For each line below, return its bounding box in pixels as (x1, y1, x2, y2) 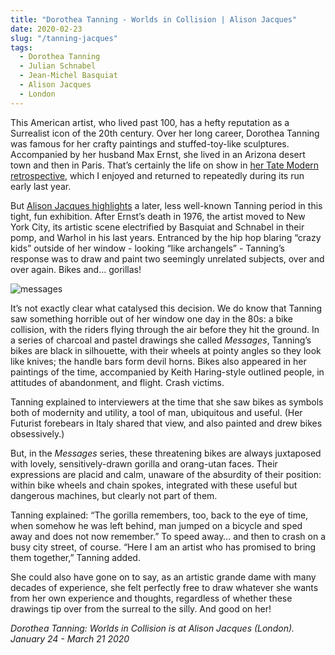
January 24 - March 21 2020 (10, 632, 130, 645)
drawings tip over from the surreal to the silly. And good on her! (10, 602, 272, 615)
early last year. (10, 180, 72, 192)
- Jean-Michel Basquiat (19, 71, 118, 81)
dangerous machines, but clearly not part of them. (10, 489, 218, 501)
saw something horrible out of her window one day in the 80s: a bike (10, 312, 294, 325)
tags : (10, 42, 33, 53)
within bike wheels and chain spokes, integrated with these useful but (10, 479, 298, 491)
